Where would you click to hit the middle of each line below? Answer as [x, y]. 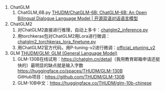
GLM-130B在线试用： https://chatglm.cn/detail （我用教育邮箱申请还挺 [89, 59]
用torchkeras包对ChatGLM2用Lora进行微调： [64, 36]
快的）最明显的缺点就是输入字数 [50, 65]
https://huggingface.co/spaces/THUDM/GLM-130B [70, 71]
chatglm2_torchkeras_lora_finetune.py [57, 42]
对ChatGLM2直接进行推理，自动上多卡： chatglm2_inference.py [83, 30]
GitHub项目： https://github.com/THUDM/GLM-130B [71, 77]
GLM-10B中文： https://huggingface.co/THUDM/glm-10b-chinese [84, 83]
